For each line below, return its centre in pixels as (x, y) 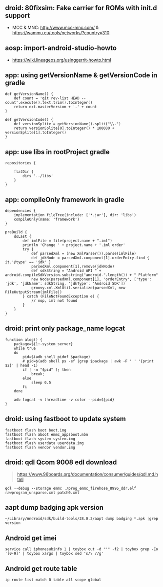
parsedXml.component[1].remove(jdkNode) (73, 267)
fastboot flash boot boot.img (36, 430)
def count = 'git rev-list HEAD (47, 98)
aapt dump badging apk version (54, 508)
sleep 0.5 (41, 383)
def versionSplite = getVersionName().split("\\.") (67, 124)
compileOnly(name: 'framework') (47, 220)
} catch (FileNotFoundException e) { (61, 296)
